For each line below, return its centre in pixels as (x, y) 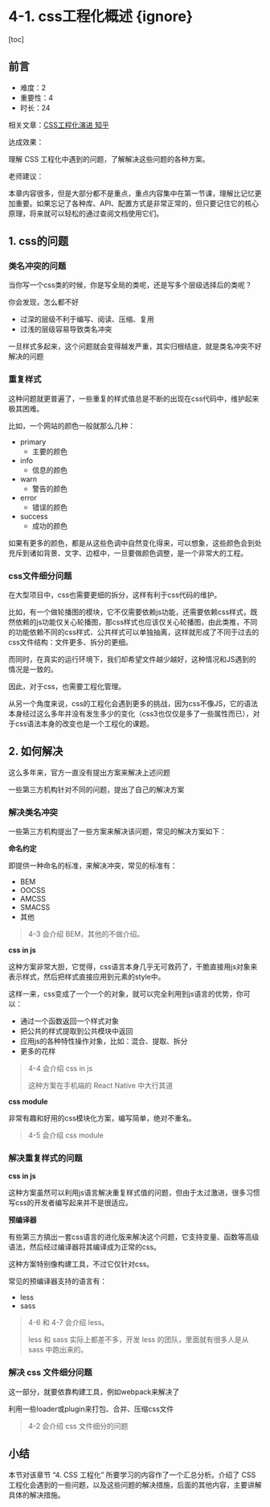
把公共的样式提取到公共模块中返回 (76, 1031)
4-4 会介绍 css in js (60, 1068)
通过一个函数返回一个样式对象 (69, 1021)
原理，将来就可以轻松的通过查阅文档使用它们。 (86, 213)
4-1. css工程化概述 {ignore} (101, 17)
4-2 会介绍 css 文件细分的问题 (78, 1426)
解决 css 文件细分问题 (50, 1373)
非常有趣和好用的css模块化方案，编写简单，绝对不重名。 (102, 1118)
